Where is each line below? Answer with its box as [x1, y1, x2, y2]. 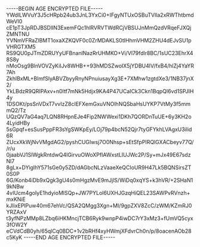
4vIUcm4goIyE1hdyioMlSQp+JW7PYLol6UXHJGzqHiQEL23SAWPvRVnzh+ [6, 190, 190, 196]
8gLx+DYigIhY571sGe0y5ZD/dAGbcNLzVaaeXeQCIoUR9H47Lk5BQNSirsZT [6, 164, 192, 171]
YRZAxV [6, 209, 27, 215]
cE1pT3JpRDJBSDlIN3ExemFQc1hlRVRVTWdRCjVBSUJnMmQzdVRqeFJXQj [6, 24, 192, 31]
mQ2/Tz [6, 107, 26, 114]
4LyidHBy [6, 120, 30, 126]
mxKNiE [6, 196, 26, 203]
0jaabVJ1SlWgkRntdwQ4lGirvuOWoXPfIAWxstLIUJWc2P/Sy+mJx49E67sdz [6, 151, 191, 158]
